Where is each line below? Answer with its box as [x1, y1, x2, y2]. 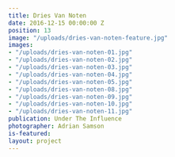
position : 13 [8, 26, 51, 34]
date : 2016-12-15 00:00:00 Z [8, 19, 105, 27]
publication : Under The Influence [8, 115, 123, 123]
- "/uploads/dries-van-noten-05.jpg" [8, 78, 133, 86]
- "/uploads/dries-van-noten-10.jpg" [8, 100, 133, 108]
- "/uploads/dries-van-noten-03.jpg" [8, 63, 133, 71]
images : [8, 41, 34, 49]
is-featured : [8, 129, 51, 137]
